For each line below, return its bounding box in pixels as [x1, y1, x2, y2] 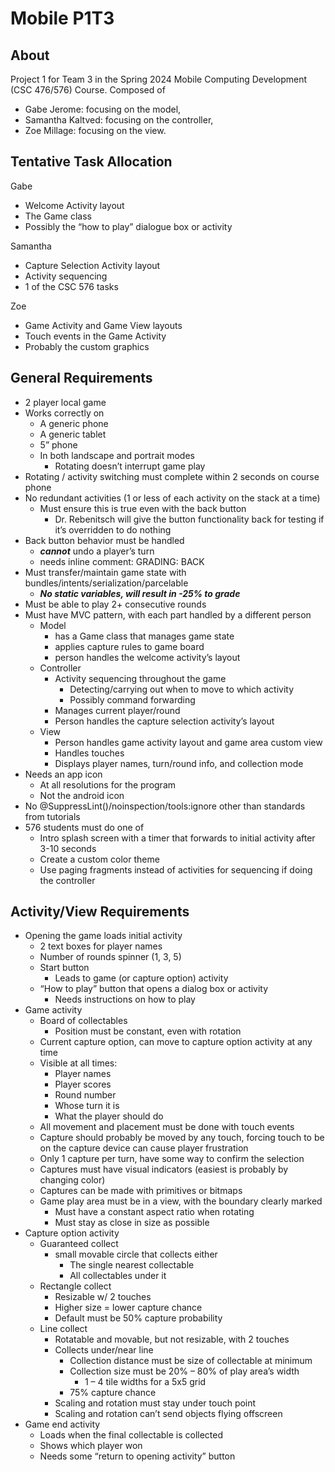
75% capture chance [69, 1387, 157, 1399]
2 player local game [24, 396, 107, 408]
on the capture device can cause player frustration [39, 1142, 249, 1154]
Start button [39, 962, 90, 974]
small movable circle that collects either [54, 1248, 218, 1261]
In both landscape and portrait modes [39, 449, 195, 461]
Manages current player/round [54, 704, 181, 716]
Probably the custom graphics [24, 340, 150, 352]
